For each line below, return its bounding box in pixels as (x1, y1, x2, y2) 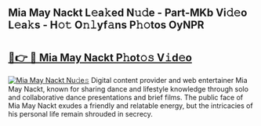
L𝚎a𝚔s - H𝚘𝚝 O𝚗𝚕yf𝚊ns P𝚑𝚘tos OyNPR (8, 19, 205, 32)
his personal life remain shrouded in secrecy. (8, 110, 153, 118)
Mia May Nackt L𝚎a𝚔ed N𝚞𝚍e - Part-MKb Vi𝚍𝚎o (8, 6, 248, 20)
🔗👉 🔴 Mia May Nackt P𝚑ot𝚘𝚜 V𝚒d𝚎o (8, 51, 192, 64)
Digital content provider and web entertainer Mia (91, 76, 248, 85)
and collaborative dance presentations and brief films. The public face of (8, 93, 244, 102)
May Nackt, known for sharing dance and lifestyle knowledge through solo (8, 85, 249, 93)
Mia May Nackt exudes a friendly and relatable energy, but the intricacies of (8, 101, 253, 110)
